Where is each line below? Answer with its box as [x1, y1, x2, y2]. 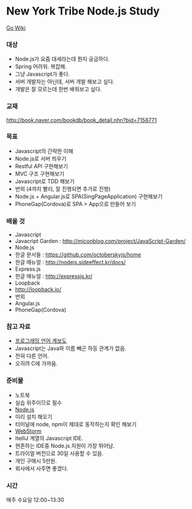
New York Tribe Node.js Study [6, 4, 160, 18]
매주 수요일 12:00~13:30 [6, 496, 64, 504]
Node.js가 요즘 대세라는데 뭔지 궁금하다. [14, 56, 110, 63]
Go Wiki [6, 24, 26, 31]
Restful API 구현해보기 [14, 162, 68, 170]
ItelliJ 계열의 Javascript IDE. [14, 434, 83, 442]
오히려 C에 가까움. [14, 360, 58, 367]
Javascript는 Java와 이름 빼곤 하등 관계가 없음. [14, 345, 126, 352]
